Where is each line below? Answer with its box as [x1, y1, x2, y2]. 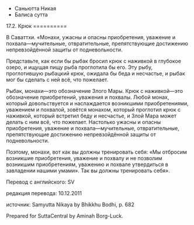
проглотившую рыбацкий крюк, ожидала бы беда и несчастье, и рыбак [6, 70, 185, 77]
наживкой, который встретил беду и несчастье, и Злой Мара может [6, 112, 177, 119]
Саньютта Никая [14, 5, 57, 12]
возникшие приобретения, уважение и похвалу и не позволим [6, 155, 162, 161]
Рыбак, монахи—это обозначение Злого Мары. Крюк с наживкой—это [6, 88, 183, 94]
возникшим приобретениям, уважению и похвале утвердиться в [6, 161, 168, 168]
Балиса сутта [14, 11, 48, 18]
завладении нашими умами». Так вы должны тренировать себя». [6, 167, 171, 174]
